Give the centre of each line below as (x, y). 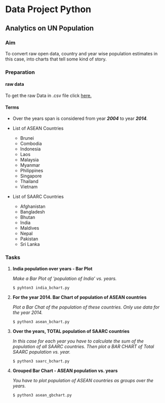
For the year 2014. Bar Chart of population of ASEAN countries (79, 297)
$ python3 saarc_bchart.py (41, 361)
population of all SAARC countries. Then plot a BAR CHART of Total (83, 346)
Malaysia (29, 160)
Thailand (29, 181)
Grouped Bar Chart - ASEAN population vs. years (65, 370)
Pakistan (29, 239)
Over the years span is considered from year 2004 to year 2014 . (80, 118)
